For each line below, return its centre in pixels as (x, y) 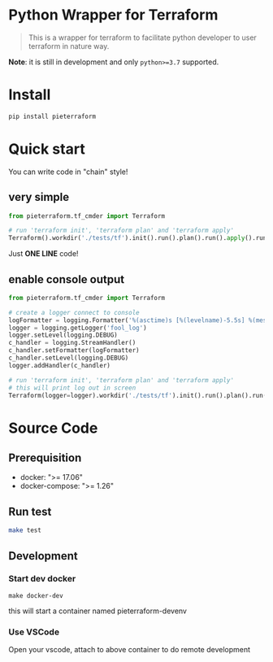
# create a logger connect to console (74, 312)
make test (25, 530)
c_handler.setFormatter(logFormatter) (74, 351)
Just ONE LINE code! (43, 254)
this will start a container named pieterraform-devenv (97, 611)
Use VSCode (34, 632)
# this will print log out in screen (72, 388)
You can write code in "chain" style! (68, 172)
